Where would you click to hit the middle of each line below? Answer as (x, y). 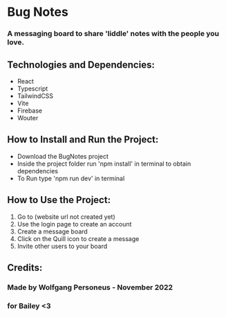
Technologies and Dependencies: (81, 65)
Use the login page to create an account (74, 224)
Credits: (25, 268)
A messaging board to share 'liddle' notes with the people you (113, 34)
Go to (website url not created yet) (66, 217)
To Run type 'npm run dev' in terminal (71, 178)
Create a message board (52, 231)
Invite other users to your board (62, 246)
